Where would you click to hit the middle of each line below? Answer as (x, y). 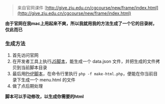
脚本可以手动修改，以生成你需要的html (44, 97)
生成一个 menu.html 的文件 (48, 80)
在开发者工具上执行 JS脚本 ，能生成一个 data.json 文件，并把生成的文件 (84, 62)
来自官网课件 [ (32, 8)
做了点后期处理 (27, 86)
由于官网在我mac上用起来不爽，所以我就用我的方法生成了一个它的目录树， (81, 23)
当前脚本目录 (34, 68)
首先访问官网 (25, 55)
